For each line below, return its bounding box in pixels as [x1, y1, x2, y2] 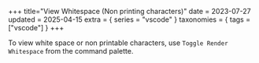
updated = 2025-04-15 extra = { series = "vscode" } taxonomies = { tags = [8, 15, 250, 24]
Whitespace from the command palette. [8, 47, 134, 55]
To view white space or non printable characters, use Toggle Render [8, 38, 228, 47]
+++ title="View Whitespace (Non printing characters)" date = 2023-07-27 [8, 7, 251, 16]
